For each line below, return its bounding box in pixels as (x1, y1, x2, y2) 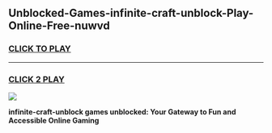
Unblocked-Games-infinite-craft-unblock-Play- (8, 6, 254, 20)
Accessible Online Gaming (8, 115, 100, 125)
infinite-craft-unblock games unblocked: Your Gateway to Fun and (8, 106, 236, 116)
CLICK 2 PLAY (8, 73, 65, 85)
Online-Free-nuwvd (8, 19, 111, 33)
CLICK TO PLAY (8, 44, 71, 55)
